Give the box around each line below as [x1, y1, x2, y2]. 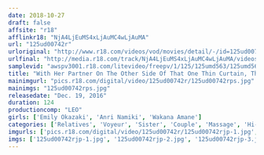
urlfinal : [8, 56, 41, 63]
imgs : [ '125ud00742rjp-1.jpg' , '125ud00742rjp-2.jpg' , [8, 135, 192, 143]
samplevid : [8, 63, 44, 70]
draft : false [8, 19, 51, 27]
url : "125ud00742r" [8, 41, 72, 49]
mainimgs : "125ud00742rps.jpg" [8, 84, 111, 92]
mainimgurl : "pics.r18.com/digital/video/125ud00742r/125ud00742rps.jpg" [8, 77, 255, 85]
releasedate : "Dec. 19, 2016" [8, 92, 108, 99]
